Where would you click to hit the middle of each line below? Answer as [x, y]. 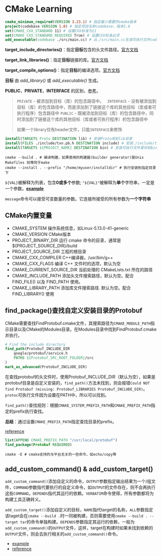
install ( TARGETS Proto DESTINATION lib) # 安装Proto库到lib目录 [69, 139]
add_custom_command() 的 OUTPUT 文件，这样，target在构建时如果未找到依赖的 [79, 528]
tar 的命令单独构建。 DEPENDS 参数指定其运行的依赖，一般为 [77, 522]
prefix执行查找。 [30, 411]
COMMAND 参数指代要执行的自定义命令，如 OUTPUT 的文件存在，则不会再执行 [85, 487]
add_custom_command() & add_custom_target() [79, 469]
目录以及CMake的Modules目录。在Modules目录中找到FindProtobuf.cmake [83, 329]
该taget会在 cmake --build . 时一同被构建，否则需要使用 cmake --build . [76, 516]
